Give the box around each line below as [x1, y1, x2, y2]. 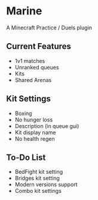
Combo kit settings [14, 187, 62, 195]
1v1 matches [14, 57, 45, 64]
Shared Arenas [14, 76, 52, 83]
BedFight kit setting [14, 168, 63, 175]
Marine [6, 4, 42, 18]
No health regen [14, 135, 55, 142]
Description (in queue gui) [14, 122, 79, 129]
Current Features [6, 41, 72, 51]
